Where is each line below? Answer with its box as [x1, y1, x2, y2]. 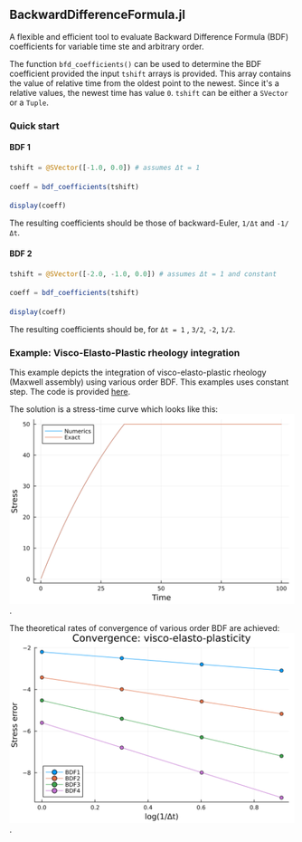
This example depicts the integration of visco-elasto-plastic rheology [9, 367, 267, 378]
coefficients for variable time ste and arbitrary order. [9, 41, 204, 52]
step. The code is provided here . [9, 387, 131, 397]
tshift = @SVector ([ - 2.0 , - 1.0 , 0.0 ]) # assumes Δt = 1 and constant [9, 269, 278, 279]
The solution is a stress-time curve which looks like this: [9, 404, 219, 415]
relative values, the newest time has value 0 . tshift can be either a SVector [9, 87, 289, 98]
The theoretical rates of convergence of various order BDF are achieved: [9, 622, 280, 633]
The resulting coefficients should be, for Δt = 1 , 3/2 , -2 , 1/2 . [9, 323, 236, 334]
